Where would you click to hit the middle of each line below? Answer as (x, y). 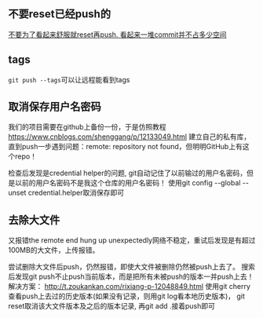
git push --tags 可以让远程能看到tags (69, 79)
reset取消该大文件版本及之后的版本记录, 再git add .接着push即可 (112, 306)
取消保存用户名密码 (55, 107)
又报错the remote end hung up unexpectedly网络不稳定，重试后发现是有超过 (132, 240)
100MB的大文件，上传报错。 (54, 250)
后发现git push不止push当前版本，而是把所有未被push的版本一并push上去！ (131, 276)
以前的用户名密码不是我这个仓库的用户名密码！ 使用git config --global (128, 183)
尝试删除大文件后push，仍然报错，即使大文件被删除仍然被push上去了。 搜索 (131, 267)
